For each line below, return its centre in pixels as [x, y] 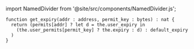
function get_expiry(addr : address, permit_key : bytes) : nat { [90, 20]
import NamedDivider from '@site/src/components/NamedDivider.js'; [91, 9]
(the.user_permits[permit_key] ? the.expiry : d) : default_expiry [102, 30]
